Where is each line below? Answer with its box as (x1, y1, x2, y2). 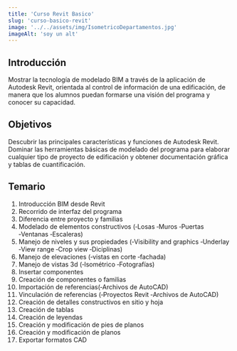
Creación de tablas (18, 305, 74, 313)
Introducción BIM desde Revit (18, 200, 105, 208)
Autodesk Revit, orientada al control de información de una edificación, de (8, 83, 226, 92)
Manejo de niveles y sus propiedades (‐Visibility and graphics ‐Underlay (18, 237, 230, 246)
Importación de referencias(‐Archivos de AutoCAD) (18, 282, 169, 291)
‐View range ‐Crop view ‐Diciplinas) (18, 244, 123, 253)
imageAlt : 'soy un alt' (8, 30, 79, 38)
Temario (8, 180, 46, 193)
